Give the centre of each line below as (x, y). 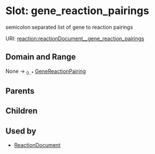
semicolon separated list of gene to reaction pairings (69, 27)
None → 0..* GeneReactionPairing (46, 72)
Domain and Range (41, 57)
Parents (20, 91)
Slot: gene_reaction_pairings (77, 11)
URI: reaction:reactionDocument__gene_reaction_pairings (75, 38)
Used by (21, 131)
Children (21, 111)
